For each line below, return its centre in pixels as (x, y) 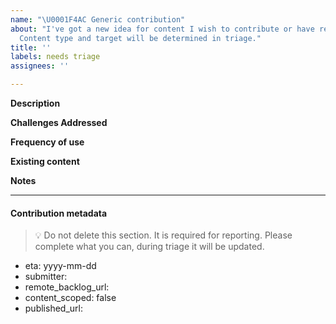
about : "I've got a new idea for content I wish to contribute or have (162, 29)
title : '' (31, 47)
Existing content (45, 161)
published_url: (53, 308)
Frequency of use (47, 142)
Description (35, 103)
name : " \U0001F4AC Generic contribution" (98, 19)
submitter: (46, 277)
